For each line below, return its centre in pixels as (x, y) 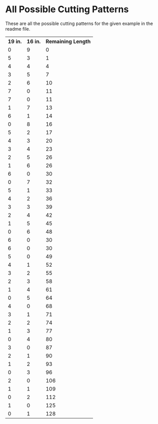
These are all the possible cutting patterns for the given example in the (79, 23)
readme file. (18, 29)
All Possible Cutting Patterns (67, 9)
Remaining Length (68, 41)
